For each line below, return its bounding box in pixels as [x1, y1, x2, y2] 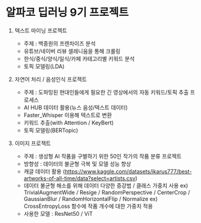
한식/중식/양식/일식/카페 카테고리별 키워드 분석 [23, 55, 135, 62]
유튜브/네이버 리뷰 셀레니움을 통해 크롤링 [23, 47, 121, 55]
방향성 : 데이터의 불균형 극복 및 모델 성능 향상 [23, 160, 131, 168]
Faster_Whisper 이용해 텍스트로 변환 [23, 111, 112, 119]
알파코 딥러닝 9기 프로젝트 [5, 5, 129, 19]
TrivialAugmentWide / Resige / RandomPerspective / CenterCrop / [23, 188, 191, 196]
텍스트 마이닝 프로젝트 [14, 27, 68, 34]
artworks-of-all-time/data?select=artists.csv [23, 174, 136, 182]
